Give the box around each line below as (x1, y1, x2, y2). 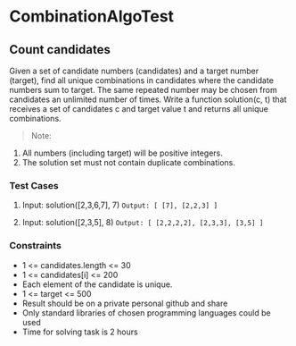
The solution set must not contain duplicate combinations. (21, 157, 236, 167)
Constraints (9, 240, 62, 252)
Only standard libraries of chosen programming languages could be (21, 307, 271, 318)
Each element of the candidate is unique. (21, 279, 173, 290)
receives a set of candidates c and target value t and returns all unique (9, 104, 269, 114)
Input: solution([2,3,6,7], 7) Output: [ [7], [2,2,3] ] (21, 199, 218, 211)
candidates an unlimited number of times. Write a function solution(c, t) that (9, 94, 287, 105)
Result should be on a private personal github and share (21, 298, 228, 308)
